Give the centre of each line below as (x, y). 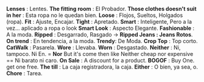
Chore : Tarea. (24, 73)
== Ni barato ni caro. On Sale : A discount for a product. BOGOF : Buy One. (100, 60)
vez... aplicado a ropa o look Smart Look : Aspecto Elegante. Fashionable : (100, 28)
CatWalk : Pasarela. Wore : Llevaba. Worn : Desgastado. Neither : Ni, (93, 47)
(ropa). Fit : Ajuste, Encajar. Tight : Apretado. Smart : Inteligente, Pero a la (99, 22)
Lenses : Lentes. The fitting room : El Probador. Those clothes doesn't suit (101, 9)
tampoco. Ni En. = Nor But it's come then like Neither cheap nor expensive (100, 54)
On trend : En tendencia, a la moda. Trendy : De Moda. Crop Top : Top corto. (102, 41)
